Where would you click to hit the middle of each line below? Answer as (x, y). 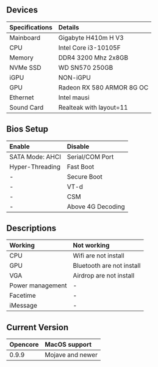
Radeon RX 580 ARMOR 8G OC (103, 87)
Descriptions (31, 228)
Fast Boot (81, 167)
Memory (21, 58)
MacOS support (68, 344)
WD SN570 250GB (86, 67)
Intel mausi (74, 97)
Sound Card (27, 107)
